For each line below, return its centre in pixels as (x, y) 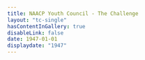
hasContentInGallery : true (46, 26)
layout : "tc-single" (37, 20)
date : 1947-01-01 (32, 39)
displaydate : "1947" (37, 46)
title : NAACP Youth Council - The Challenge (73, 13)
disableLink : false (36, 33)
